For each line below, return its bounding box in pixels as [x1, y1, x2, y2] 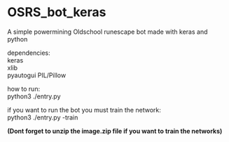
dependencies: [7, 49, 50, 57]
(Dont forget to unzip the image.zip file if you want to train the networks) [7, 127, 223, 135]
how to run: [7, 84, 41, 93]
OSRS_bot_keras [7, 4, 106, 20]
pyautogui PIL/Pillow [7, 71, 67, 79]
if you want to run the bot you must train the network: [7, 105, 161, 114]
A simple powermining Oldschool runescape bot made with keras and [7, 27, 208, 36]
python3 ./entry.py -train [7, 113, 78, 122]
